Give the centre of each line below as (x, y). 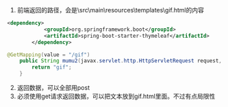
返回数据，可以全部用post (53, 87)
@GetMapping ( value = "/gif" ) (49, 55)
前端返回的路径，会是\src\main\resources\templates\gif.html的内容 (110, 10)
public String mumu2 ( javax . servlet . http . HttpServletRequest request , (121, 61)
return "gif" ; (52, 67)
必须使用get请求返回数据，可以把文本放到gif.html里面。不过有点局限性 (116, 96)
